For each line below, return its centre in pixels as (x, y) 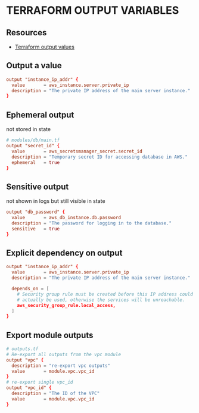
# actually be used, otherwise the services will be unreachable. (101, 300)
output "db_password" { (36, 212)
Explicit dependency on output (64, 253)
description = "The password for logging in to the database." (91, 223)
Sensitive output (38, 186)
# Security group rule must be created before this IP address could (105, 294)
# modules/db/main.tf (33, 140)
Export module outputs (50, 335)
